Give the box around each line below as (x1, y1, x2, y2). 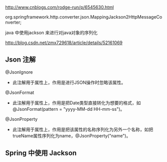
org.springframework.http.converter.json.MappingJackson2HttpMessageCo (5, 14, 162, 20)
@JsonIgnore (5, 69, 33, 75)
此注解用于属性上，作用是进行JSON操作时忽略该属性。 (12, 79, 126, 85)
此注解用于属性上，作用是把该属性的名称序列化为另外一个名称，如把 (12, 126, 153, 132)
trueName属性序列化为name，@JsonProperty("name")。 (12, 132, 131, 138)
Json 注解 (5, 55, 36, 64)
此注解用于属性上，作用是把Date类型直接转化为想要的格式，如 (12, 100, 141, 106)
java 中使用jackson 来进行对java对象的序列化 (5, 30, 98, 36)
